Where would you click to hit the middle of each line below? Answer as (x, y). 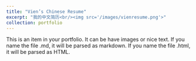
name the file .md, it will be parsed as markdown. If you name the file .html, (98, 46)
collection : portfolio (34, 23)
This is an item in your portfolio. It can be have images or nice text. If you (95, 40)
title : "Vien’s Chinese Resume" (46, 12)
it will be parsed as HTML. (38, 52)
